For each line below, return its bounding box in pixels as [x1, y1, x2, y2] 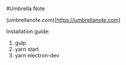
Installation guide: [6, 28, 50, 35]
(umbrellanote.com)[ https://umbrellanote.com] [6, 17, 121, 23]
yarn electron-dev [14, 52, 60, 58]
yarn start [14, 45, 39, 53]
